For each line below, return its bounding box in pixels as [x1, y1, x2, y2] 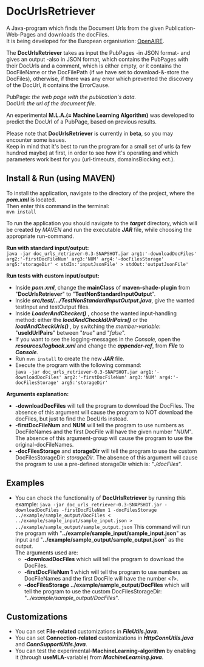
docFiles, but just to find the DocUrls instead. [15, 415, 129, 422]
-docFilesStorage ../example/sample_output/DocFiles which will [24, 581, 189, 588]
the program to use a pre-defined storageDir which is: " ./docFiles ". [15, 460, 182, 467]
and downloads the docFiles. [37, 30, 109, 38]
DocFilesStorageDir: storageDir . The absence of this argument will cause [15, 453, 198, 461]
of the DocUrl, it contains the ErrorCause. [6, 81, 110, 89]
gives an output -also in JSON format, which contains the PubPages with [6, 55, 189, 63]
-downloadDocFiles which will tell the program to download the [24, 555, 184, 562]
